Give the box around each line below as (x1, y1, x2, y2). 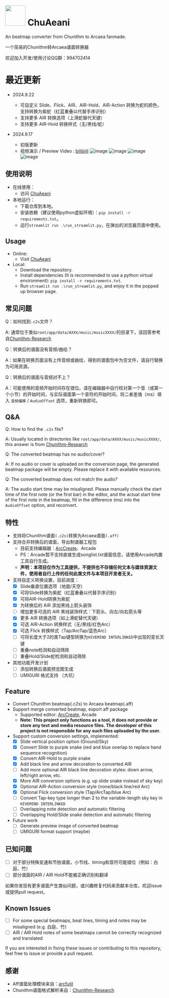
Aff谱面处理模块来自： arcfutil (12, 981, 73, 987)
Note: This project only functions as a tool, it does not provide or (20, 717, 158, 723)
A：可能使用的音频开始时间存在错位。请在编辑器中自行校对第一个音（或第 (5, 385, 159, 391)
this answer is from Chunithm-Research (5, 441, 88, 448)
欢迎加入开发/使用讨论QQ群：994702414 (5, 55, 91, 61)
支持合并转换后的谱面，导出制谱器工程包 (12, 539, 97, 545)
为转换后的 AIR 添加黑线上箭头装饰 (20, 602, 92, 608)
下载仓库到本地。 (20, 203, 56, 209)
